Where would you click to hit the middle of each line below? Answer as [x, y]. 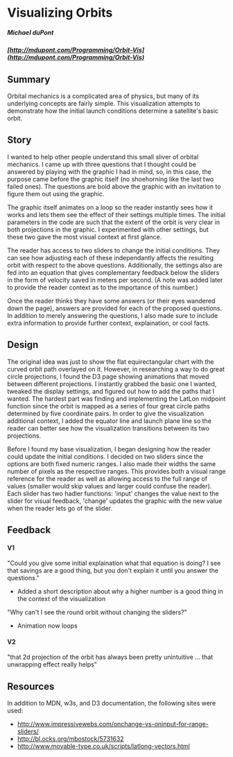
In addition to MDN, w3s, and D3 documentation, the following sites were [112, 703]
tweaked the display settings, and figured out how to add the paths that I [111, 391]
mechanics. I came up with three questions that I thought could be [102, 164]
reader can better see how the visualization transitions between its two [109, 428]
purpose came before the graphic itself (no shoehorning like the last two [111, 179]
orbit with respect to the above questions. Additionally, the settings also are [115, 265]
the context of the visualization [61, 599]
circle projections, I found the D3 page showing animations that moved [108, 376]
